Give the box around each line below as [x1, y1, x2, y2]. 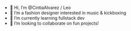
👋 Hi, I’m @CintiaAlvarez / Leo [9, 5, 71, 10]
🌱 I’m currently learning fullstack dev [9, 15, 85, 21]
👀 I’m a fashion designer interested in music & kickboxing [9, 10, 127, 16]
